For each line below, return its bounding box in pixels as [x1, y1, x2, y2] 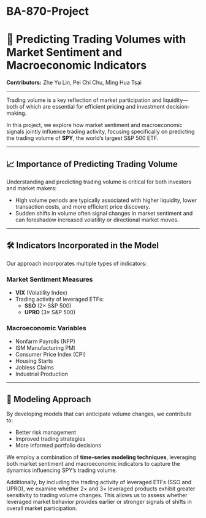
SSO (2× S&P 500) [24, 302, 72, 309]
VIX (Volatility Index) [15, 289, 67, 296]
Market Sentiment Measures [6, 275, 93, 284]
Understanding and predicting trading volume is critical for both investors [6, 178, 192, 185]
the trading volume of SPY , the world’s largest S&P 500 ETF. [6, 134, 159, 142]
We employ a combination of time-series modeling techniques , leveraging [6, 454, 196, 461]
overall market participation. [6, 504, 78, 512]
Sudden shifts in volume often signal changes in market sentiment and [15, 209, 193, 217]
